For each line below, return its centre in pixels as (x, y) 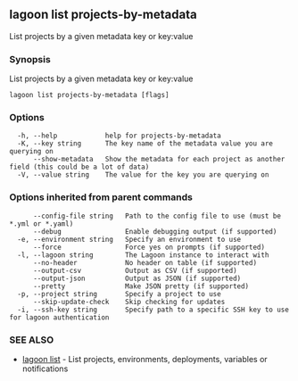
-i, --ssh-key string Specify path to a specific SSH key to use (153, 310)
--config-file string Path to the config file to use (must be (157, 216)
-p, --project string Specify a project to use (119, 294)
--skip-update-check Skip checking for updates (129, 302)
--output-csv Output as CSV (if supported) (135, 270)
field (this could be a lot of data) (79, 167)
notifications (45, 369)
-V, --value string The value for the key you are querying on (143, 175)
